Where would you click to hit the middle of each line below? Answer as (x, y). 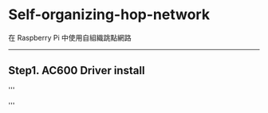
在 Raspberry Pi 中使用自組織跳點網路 (70, 37)
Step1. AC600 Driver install (77, 70)
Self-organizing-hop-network (109, 15)
